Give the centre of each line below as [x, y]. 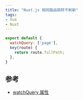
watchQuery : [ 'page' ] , [34, 43]
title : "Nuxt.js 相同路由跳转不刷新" [42, 10]
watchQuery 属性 [31, 92]
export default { [24, 38]
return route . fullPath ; [40, 52]
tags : [11, 15]
